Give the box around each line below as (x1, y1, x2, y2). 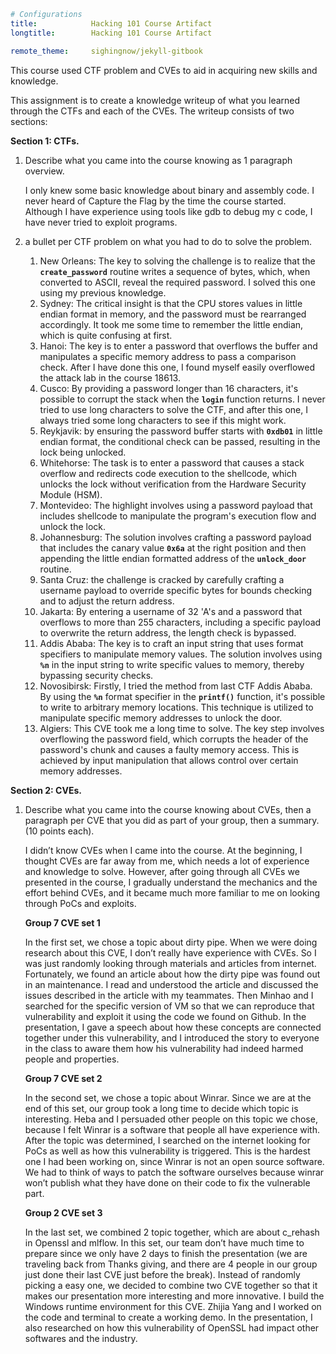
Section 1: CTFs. (10, 135, 80, 147)
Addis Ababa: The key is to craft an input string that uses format (39, 637, 304, 649)
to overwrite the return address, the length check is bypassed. (39, 626, 297, 639)
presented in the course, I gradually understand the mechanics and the (24, 876, 318, 888)
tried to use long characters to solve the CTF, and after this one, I (39, 403, 309, 415)
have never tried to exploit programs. (24, 216, 178, 228)
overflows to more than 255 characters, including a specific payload (39, 616, 322, 628)
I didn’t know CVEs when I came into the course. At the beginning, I (24, 844, 303, 856)
